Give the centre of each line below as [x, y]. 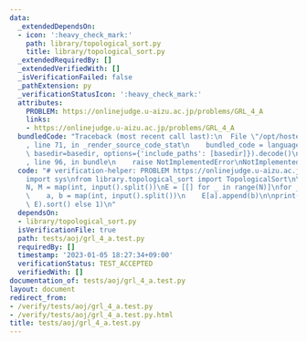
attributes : [41, 103]
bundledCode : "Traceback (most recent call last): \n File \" [138, 137]
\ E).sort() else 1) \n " [71, 205]
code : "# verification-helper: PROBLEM [94, 171]
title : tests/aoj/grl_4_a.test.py [75, 323]
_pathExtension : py [55, 86]
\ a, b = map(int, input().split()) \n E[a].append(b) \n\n [151, 196]
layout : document [42, 289]
